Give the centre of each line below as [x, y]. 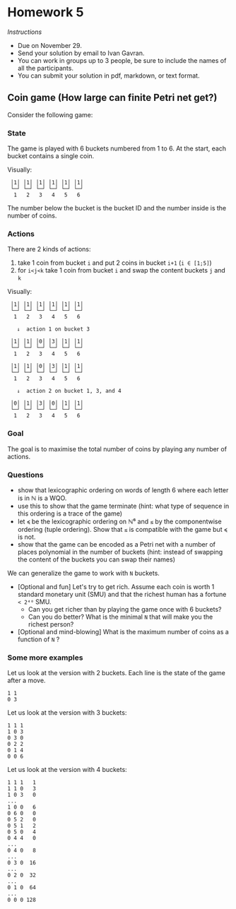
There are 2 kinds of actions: [49, 249]
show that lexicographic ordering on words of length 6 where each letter [123, 490]
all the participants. [46, 68]
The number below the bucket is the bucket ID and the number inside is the [117, 208]
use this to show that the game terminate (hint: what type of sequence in [123, 506]
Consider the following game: [50, 114]
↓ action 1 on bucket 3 [53, 329]
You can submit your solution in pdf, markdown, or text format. [108, 76]
